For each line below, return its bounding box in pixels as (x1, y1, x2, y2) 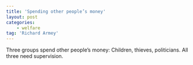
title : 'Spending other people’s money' (6, 8, 106, 15)
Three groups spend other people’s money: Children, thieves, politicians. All (6, 46, 188, 53)
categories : (6, 19, 35, 25)
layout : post (6, 14, 38, 20)
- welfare (16, 25, 41, 31)
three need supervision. (6, 53, 63, 60)
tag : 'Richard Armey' (6, 30, 59, 36)
